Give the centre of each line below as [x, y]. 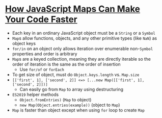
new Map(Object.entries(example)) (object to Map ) [70, 105]
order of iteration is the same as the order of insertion [67, 64]
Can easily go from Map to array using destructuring [71, 89]
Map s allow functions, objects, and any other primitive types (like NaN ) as [84, 38]
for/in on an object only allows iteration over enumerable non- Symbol [82, 48]
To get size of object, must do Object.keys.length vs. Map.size [76, 74]
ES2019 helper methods [35, 94]
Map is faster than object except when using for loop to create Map [78, 110]
